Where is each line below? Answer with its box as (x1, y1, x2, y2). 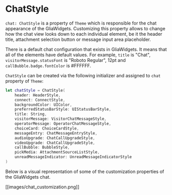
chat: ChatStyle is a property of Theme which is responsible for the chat (5, 20, 157, 26)
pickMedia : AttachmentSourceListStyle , (14, 149, 100, 155)
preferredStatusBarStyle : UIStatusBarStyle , (14, 107, 111, 112)
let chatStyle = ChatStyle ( (5, 88, 66, 93)
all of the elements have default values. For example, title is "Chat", (5, 52, 151, 58)
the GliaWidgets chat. (5, 174, 51, 180)
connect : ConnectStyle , (14, 97, 66, 102)
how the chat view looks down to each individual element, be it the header (5, 31, 163, 37)
